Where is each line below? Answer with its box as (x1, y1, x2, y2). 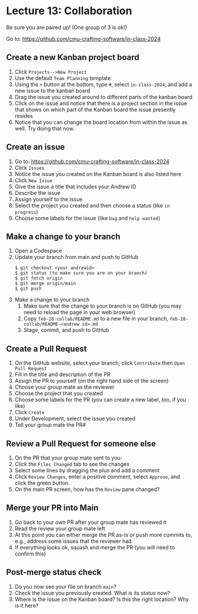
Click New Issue (14, 177, 53, 184)
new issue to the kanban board (14, 87, 90, 94)
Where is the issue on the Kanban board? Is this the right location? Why (14, 596, 189, 603)
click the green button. (14, 479, 70, 487)
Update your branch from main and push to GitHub (14, 254, 139, 261)
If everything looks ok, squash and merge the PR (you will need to (14, 543, 176, 551)
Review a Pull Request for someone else (6, 439, 157, 449)
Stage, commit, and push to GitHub (23, 327, 109, 334)
